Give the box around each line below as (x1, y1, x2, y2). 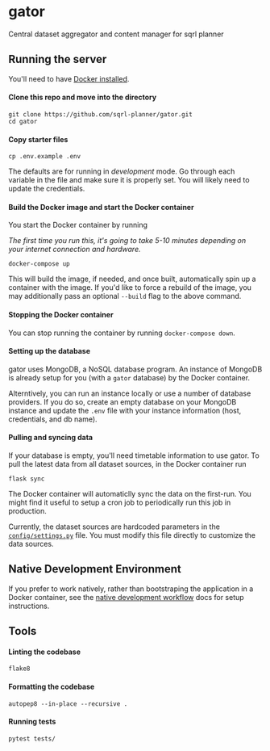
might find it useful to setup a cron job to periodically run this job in (8, 497, 231, 507)
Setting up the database (8, 346, 91, 356)
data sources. (8, 539, 54, 548)
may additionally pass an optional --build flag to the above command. (8, 292, 242, 301)
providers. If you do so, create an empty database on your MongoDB (8, 396, 237, 406)
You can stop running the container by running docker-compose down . (8, 328, 235, 338)
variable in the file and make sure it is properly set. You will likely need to (8, 175, 250, 185)
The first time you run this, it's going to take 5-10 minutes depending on (8, 236, 247, 245)
